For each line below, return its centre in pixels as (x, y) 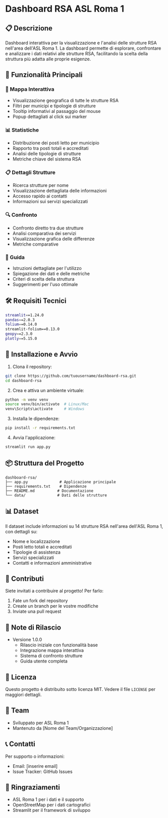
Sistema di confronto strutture (51, 656)
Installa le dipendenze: (36, 419)
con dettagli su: (21, 531)
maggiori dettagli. (23, 694)
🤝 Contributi (24, 579)
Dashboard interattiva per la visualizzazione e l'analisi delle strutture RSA (81, 43)
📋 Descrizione (29, 28)
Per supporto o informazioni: (35, 756)
